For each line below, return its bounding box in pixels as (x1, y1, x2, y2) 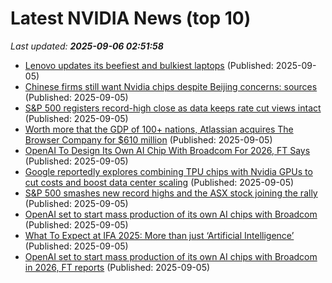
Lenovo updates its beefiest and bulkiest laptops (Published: (24, 59, 274, 71)
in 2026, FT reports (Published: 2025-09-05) (24, 261, 211, 273)
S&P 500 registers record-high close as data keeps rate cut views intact (24, 102, 322, 114)
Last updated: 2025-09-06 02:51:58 (10, 40, 164, 52)
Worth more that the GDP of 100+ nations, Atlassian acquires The (24, 123, 294, 135)
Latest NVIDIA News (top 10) (10, 7, 252, 30)
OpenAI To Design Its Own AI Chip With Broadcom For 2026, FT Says (24, 144, 311, 156)
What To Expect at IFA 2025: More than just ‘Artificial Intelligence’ (24, 229, 295, 241)
